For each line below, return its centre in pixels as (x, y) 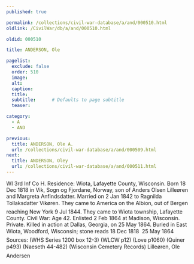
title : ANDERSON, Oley (40, 161)
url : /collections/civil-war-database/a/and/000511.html (84, 167)
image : (20, 78)
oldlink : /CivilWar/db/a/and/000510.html (59, 28)
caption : (22, 89)
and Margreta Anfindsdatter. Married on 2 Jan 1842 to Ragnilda (84, 196)
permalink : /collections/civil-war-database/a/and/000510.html (87, 23)
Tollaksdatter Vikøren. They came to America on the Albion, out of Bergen (97, 203)
